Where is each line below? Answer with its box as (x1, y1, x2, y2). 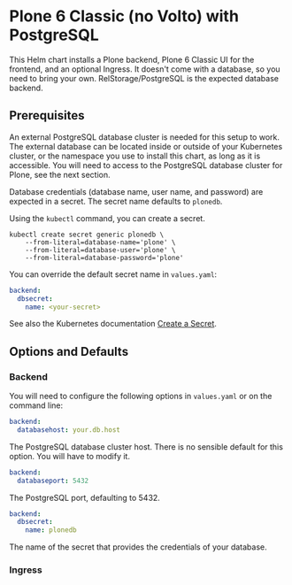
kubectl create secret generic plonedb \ (9, 230, 165, 239)
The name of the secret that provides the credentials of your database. (9, 542, 267, 552)
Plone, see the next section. (9, 169, 111, 180)
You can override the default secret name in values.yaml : (9, 268, 218, 280)
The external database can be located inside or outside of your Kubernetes (9, 141, 283, 151)
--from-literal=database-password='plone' (25, 253, 184, 262)
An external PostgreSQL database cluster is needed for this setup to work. (9, 131, 280, 142)
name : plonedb (25, 526, 77, 535)
